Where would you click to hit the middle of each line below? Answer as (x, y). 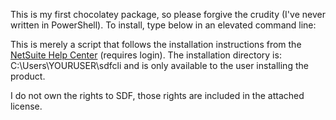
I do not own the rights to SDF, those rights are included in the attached (157, 95)
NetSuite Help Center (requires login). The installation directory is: (146, 55)
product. (28, 76)
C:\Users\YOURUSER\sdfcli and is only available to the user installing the (159, 65)
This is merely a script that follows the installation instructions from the (156, 44)
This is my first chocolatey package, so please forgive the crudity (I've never (168, 14)
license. (26, 106)
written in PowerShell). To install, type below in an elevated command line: (163, 25)
